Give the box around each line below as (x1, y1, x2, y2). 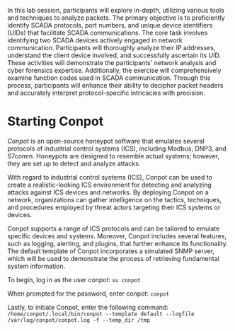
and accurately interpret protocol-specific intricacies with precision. (7, 88, 206, 97)
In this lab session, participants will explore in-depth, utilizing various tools (7, 6, 224, 14)
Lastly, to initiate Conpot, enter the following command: (7, 303, 168, 311)
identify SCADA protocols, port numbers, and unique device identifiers (7, 21, 213, 29)
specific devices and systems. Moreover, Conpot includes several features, (7, 231, 227, 240)
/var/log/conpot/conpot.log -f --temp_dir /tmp (7, 316, 151, 324)
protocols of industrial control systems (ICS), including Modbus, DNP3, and (7, 144, 227, 153)
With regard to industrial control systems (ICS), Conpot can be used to (7, 173, 212, 181)
